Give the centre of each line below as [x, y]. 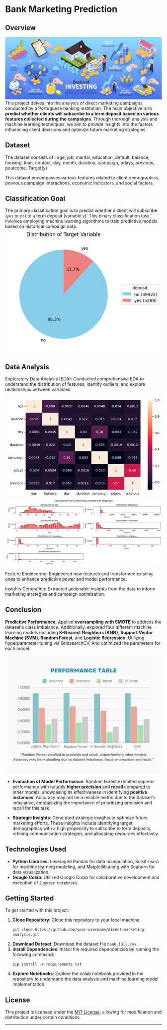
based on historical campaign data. [41, 226]
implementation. [29, 984]
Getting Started [30, 898]
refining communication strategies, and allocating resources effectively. [86, 834]
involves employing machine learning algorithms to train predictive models [81, 221]
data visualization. [31, 872]
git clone [23, 930]
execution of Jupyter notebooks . [45, 883]
